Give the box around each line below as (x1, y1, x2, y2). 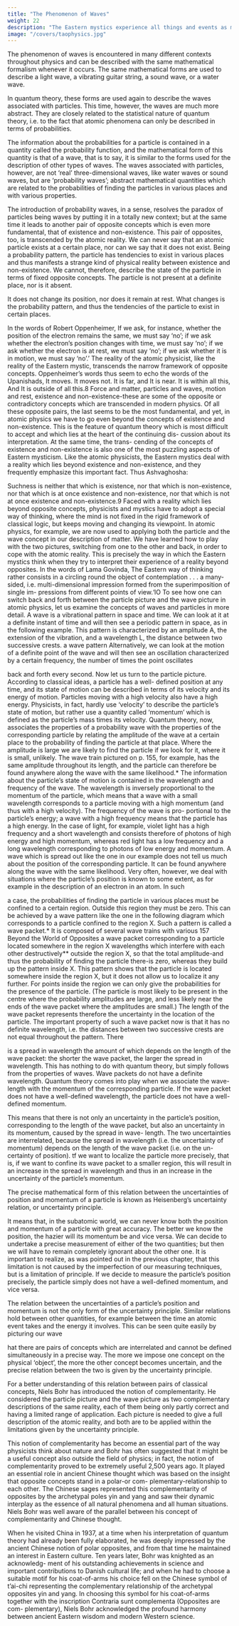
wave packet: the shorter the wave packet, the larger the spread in (7, 1054, 203, 1063)
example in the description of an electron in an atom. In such (7, 882, 185, 891)
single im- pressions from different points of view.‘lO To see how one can (7, 588, 222, 597)
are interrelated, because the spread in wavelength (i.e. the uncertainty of (7, 1136, 224, 1145)
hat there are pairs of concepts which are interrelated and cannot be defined (7, 1343, 232, 1352)
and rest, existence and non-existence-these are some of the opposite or (7, 392, 222, 400)
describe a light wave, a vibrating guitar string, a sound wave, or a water (7, 73, 219, 81)
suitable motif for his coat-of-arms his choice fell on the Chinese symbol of (7, 1575, 228, 1583)
